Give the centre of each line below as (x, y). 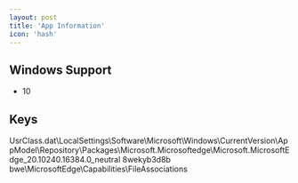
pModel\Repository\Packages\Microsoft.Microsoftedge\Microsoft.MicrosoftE (149, 150)
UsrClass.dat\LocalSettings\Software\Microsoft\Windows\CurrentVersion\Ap (149, 140)
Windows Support (60, 70)
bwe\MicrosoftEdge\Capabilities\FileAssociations (99, 169)
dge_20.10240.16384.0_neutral (65, 159)
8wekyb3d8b (147, 159)
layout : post (33, 17)
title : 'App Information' (57, 26)
